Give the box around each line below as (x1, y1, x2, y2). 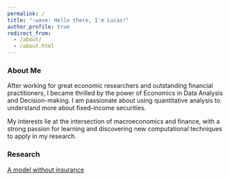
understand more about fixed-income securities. (7, 104, 146, 112)
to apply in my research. (7, 132, 77, 140)
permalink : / (7, 10, 45, 17)
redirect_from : (7, 29, 52, 37)
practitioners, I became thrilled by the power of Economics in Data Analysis (7, 89, 223, 98)
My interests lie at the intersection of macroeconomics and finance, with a (7, 117, 220, 126)
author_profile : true (7, 23, 70, 30)
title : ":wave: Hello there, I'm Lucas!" (7, 17, 130, 24)
